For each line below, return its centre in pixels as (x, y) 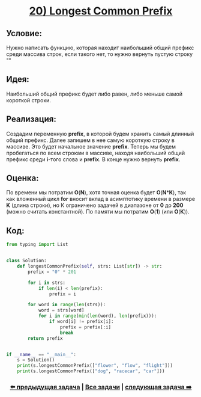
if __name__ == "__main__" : (41, 354)
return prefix (45, 338)
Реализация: (31, 119)
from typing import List (37, 245)
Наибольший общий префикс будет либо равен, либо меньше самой (94, 94)
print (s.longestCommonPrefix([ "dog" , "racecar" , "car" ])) (91, 371)
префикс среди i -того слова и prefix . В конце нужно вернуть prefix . (93, 159)
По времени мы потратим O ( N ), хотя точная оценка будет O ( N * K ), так (96, 192)
